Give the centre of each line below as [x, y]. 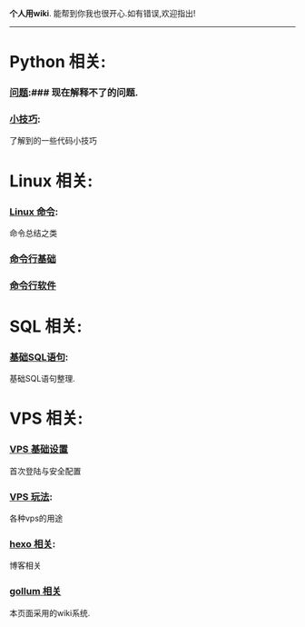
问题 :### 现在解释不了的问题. [74, 93]
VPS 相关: [46, 418]
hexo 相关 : [33, 543]
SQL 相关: [46, 326]
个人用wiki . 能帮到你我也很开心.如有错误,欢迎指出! [103, 13]
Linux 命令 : [34, 212]
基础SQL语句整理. [42, 379]
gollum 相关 [35, 592]
